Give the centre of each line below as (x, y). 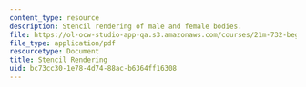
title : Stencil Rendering (58, 60)
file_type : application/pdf (63, 43)
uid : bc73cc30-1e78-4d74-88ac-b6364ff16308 (93, 69)
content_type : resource (55, 18)
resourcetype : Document (55, 52)
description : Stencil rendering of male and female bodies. (126, 26)
